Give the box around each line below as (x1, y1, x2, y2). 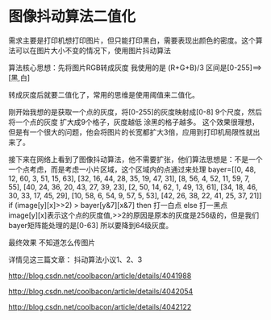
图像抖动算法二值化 (8, 7, 136, 26)
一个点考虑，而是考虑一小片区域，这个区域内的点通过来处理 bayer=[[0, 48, (8, 164, 256, 174)
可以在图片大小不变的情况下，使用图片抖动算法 (15, 45, 171, 55)
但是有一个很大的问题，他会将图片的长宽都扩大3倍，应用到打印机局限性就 (8, 127, 253, 137)
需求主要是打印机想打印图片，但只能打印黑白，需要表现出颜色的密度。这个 (8, 35, 256, 45)
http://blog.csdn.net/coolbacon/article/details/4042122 (8, 301, 192, 311)
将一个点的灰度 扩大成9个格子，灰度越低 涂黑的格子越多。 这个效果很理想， (8, 117, 260, 127)
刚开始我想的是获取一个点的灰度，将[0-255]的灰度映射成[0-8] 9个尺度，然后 (8, 106, 262, 117)
